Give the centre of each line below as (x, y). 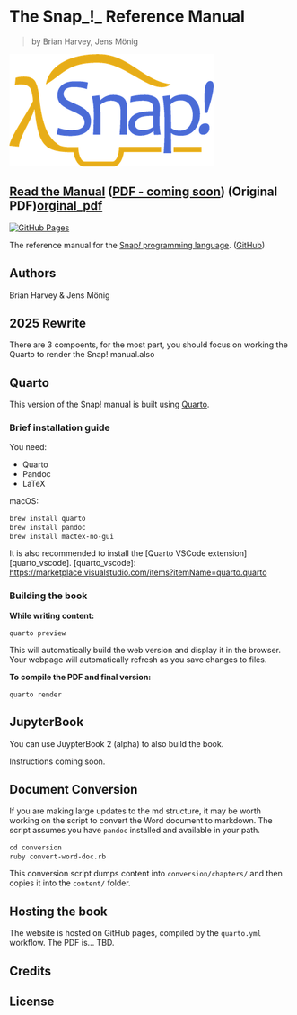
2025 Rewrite (48, 323)
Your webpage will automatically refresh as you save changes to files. (138, 660)
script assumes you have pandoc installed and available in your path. (135, 831)
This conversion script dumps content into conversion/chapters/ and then (146, 874)
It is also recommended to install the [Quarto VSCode (108, 553)
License (32, 1002)
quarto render (36, 695)
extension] (227, 553)
